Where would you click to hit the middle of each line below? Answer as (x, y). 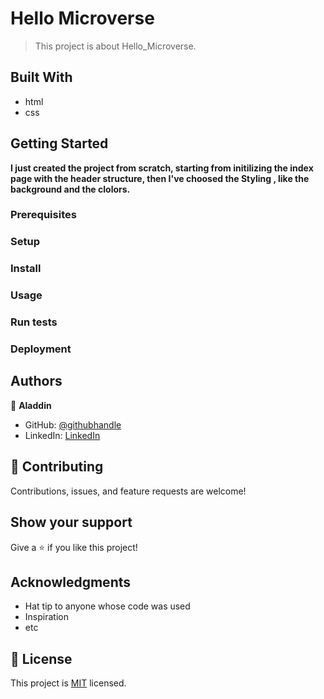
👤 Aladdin (31, 405)
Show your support (71, 522)
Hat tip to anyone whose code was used (107, 606)
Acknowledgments (71, 582)
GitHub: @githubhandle (73, 424)
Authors (36, 381)
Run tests (34, 322)
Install (26, 269)
